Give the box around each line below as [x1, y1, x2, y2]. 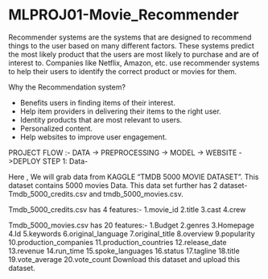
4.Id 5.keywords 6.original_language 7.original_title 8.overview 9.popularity [8, 228, 255, 239]
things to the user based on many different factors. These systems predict [8, 40, 255, 50]
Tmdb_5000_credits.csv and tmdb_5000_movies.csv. [8, 189, 183, 198]
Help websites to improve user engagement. [19, 131, 167, 142]
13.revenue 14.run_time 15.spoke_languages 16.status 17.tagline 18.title [8, 246, 240, 256]
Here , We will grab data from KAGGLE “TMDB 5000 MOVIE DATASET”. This [8, 172, 259, 181]
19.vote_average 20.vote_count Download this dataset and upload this [8, 254, 241, 264]
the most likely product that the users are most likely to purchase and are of [8, 49, 259, 59]
